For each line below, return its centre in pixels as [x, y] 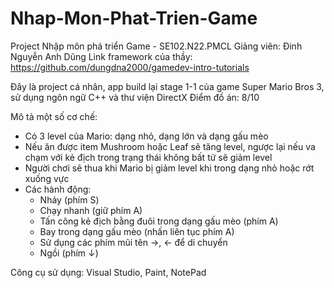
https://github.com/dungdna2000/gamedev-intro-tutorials [130, 67]
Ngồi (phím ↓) [69, 253]
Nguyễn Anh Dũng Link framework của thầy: [101, 56]
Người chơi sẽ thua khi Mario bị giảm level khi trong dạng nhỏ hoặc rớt [169, 168]
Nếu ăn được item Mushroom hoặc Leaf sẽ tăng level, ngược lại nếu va [170, 146]
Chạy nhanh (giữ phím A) [91, 210]
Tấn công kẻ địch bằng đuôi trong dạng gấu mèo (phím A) [159, 221]
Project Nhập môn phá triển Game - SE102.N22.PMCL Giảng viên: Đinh [156, 46]
